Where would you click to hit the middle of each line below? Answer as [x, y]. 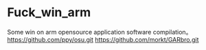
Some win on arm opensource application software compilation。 [100, 32]
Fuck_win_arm [49, 12]
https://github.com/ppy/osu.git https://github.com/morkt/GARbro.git [103, 39]
